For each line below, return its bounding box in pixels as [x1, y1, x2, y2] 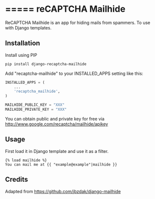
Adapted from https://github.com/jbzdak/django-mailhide [5, 188, 121, 194]
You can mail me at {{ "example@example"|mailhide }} [5, 162, 118, 167]
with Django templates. [5, 25, 52, 30]
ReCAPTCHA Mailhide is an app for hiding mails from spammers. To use [5, 20, 151, 25]
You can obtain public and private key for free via [5, 116, 104, 122]
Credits [5, 175, 28, 184]
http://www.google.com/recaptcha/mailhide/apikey [5, 121, 108, 127]
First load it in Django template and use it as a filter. [5, 148, 109, 154]
